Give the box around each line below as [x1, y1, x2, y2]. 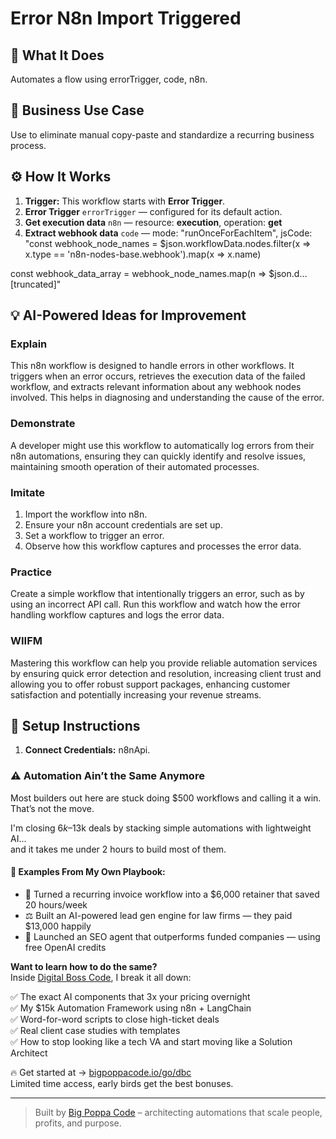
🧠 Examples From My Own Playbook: [10, 866, 166, 878]
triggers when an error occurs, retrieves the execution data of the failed [10, 370, 306, 382]
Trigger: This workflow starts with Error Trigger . [24, 195, 226, 207]
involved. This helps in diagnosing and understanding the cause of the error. [10, 392, 325, 404]
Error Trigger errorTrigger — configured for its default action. [24, 205, 283, 217]
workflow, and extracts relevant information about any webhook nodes [10, 381, 302, 393]
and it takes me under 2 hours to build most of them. [10, 843, 227, 855]
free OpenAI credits [24, 941, 107, 953]
